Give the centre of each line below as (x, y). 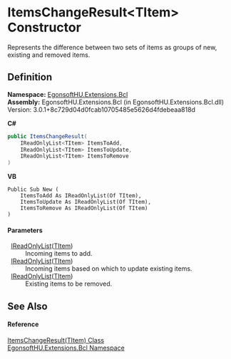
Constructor (45, 27)
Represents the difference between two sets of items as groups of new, (112, 47)
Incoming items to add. (59, 254)
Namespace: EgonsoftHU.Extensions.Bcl (68, 94)
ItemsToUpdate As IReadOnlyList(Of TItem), (86, 202)
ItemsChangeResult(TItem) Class (56, 340)
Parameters (25, 230)
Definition (30, 77)
